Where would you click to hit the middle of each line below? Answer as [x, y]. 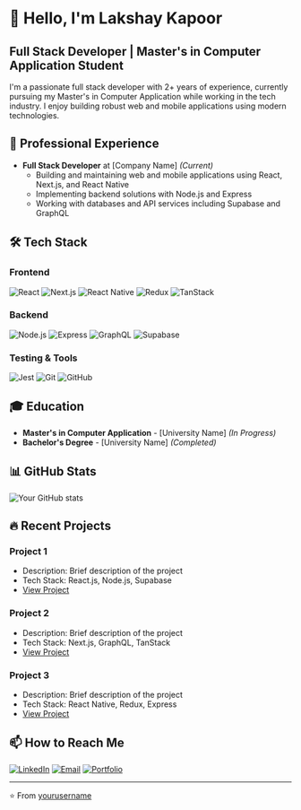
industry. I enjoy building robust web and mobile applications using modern [148, 106]
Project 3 [30, 675]
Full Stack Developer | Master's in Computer [135, 52]
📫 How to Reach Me [67, 743]
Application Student [66, 65]
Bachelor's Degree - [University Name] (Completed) [119, 442]
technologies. [34, 115]
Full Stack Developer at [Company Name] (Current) [117, 165]
